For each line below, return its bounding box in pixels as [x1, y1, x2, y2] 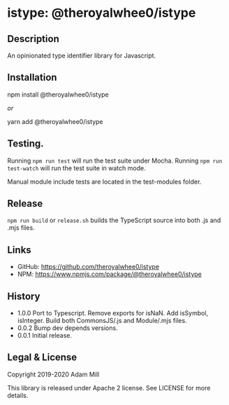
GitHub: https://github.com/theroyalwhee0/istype [17, 263, 159, 271]
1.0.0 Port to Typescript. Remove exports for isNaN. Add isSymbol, [17, 309, 209, 317]
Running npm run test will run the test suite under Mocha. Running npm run [7, 156, 223, 165]
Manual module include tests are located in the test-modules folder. [7, 177, 202, 186]
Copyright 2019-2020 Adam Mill [7, 370, 100, 378]
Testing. [7, 138, 44, 150]
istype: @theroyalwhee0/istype [7, 5, 196, 21]
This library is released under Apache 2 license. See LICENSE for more [7, 383, 211, 392]
